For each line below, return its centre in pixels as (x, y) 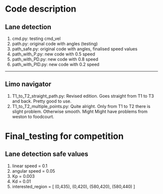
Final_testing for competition (64, 136)
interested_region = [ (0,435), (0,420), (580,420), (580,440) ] (73, 186)
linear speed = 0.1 (30, 166)
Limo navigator (28, 84)
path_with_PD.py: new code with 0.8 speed (55, 59)
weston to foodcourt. (33, 116)
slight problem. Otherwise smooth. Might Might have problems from (80, 111)
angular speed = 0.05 (33, 171)
